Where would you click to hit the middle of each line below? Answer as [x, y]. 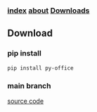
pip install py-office [40, 68]
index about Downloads [48, 11]
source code [26, 101]
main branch [29, 85]
